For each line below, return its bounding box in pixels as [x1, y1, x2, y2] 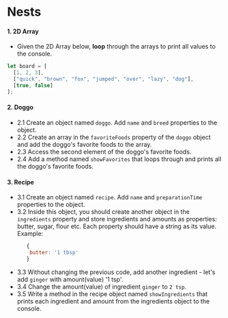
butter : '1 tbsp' [29, 249, 79, 256]
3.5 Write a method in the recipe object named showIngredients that [16, 289, 208, 298]
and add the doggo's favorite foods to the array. [16, 140, 152, 148]
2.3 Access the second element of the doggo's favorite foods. [16, 147, 192, 156]
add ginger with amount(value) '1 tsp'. [16, 275, 124, 283]
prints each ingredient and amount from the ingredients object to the [16, 297, 210, 305]
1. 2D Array [7, 27, 39, 35]
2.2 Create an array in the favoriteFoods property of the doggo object [16, 133, 211, 141]
